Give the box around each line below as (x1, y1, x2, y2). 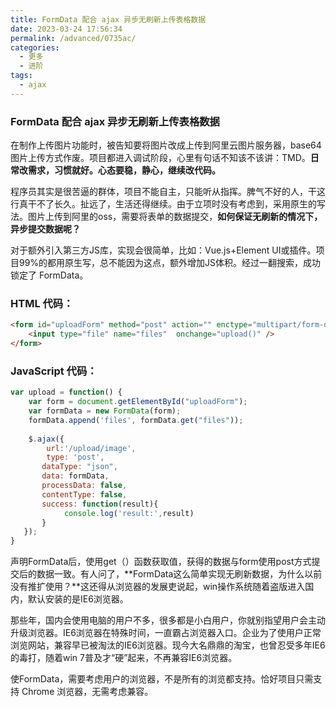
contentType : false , (41, 489, 128, 500)
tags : (10, 71, 33, 81)
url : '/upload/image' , (46, 443, 137, 453)
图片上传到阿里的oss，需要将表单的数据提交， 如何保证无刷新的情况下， (27, 211, 323, 223)
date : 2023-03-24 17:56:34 (10, 24, 123, 34)
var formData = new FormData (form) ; (28, 406, 182, 416)
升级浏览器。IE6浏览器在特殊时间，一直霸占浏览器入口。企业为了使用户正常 (10, 627, 322, 639)
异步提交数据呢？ (10, 223, 81, 235)
